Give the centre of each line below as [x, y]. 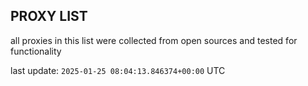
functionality [36, 51]
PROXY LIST [49, 16]
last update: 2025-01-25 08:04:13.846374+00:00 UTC [118, 70]
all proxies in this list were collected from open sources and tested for [154, 40]
